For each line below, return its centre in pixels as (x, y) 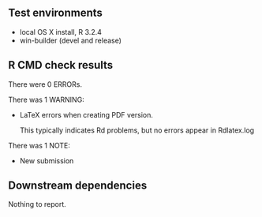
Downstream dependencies (78, 186)
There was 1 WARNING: (46, 99)
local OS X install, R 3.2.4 (61, 32)
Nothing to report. (37, 204)
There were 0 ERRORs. (45, 84)
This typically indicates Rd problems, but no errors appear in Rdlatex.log (137, 130)
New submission (47, 160)
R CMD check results (61, 65)
